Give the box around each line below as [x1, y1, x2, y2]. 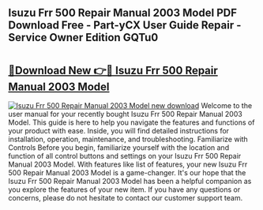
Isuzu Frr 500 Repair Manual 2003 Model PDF [8, 6, 237, 20]
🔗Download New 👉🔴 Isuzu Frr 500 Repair [8, 63, 219, 77]
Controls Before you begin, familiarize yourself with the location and [8, 143, 230, 152]
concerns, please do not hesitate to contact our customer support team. [8, 193, 243, 202]
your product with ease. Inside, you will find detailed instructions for [8, 126, 230, 135]
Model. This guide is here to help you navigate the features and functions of [8, 118, 255, 127]
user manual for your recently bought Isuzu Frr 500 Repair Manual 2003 [8, 110, 242, 118]
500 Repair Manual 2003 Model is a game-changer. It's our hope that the [8, 168, 246, 177]
